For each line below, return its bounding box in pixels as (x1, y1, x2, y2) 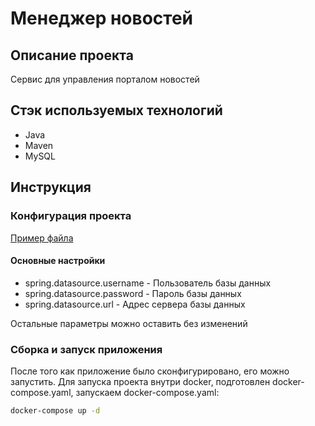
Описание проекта (10, 47, 134, 64)
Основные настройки (10, 255, 106, 267)
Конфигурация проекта (10, 209, 132, 223)
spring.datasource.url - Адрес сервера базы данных (24, 298, 246, 310)
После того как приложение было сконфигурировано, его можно (10, 365, 290, 377)
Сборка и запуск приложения (10, 342, 163, 356)
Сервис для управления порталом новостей (10, 73, 200, 85)
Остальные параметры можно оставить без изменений (10, 317, 248, 329)
